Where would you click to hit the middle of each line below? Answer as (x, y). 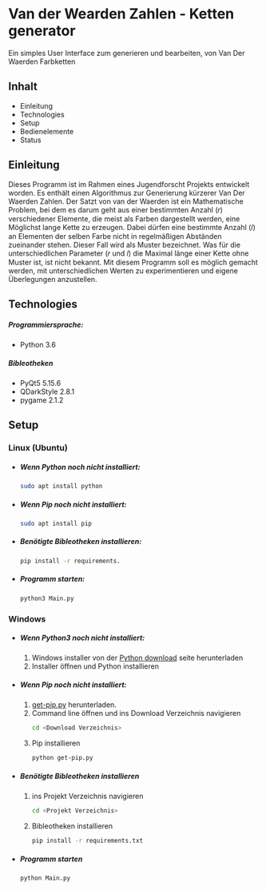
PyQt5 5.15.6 (40, 383)
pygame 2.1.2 (42, 399)
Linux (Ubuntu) (38, 448)
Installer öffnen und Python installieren (95, 666)
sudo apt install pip (56, 524)
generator (42, 31)
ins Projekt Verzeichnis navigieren (87, 797)
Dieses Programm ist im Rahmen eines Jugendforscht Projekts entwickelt (129, 184)
